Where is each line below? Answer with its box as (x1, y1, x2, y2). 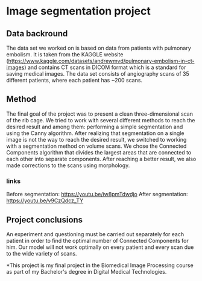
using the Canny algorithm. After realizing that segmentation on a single (6, 129, 185, 137)
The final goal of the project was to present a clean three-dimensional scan (6, 110, 194, 117)
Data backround (6, 28, 68, 39)
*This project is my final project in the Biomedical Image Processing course (6, 262, 194, 269)
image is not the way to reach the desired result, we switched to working (6, 136, 187, 143)
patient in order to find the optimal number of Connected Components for (6, 237, 189, 244)
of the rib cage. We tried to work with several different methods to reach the (6, 116, 195, 124)
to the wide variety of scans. (6, 250, 77, 257)
